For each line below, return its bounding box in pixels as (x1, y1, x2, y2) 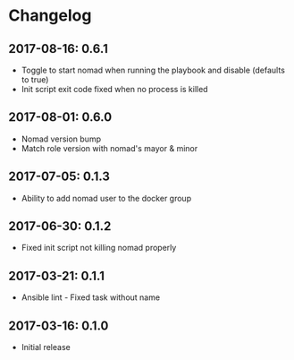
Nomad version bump (21, 133, 102, 144)
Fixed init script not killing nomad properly (21, 243, 177, 253)
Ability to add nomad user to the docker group (21, 193, 192, 203)
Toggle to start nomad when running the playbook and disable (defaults (21, 64, 285, 75)
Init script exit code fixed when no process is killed (21, 84, 208, 94)
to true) (21, 74, 49, 85)
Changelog (8, 5, 92, 26)
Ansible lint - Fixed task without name (21, 292, 161, 303)
